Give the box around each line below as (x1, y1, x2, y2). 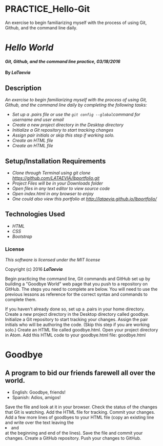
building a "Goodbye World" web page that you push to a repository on (5, 281, 148, 287)
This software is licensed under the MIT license (5, 257, 101, 263)
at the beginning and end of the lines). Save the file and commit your (5, 430, 143, 436)
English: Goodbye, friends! (12, 389, 66, 395)
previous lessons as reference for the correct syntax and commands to (5, 291, 148, 297)
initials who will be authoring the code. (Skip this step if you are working (5, 322, 150, 328)
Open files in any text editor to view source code (12, 185, 110, 191)
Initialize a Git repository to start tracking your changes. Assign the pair (5, 317, 148, 323)
